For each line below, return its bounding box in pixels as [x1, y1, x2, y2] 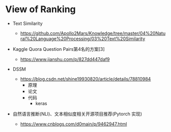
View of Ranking [5, 4, 76, 15]
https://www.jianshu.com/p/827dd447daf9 [20, 56, 110, 62]
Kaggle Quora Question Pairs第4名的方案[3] [12, 46, 105, 52]
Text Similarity [12, 20, 43, 26]
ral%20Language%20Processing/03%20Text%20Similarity [20, 36, 146, 42]
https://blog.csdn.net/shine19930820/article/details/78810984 [20, 76, 151, 82]
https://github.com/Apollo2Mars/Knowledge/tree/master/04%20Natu [20, 30, 166, 36]
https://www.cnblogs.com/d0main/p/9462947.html [20, 121, 127, 127]
